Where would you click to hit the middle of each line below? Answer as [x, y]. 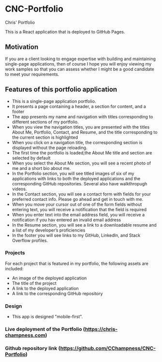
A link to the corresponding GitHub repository [57, 293]
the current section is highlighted [45, 137]
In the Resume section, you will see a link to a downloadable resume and [84, 225]
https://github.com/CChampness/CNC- [108, 348]
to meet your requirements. [32, 74]
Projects [15, 253]
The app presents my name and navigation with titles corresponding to [82, 116]
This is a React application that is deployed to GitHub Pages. [65, 32]
